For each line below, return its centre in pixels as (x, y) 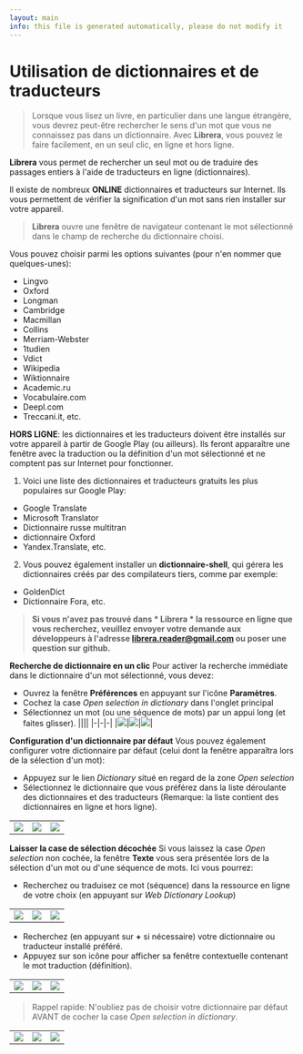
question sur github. (71, 648)
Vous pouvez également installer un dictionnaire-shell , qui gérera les (153, 564)
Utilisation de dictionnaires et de (134, 71)
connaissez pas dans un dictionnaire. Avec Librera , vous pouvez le (157, 135)
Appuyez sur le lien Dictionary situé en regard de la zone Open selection (158, 778)
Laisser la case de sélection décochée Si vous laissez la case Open (137, 848)
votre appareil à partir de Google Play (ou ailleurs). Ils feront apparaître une (150, 444)
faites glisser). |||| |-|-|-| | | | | (87, 724)
